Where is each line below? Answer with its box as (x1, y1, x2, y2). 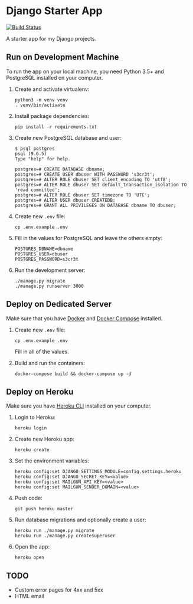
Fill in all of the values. (14, 348, 69, 355)
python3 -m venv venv (14, 97, 68, 103)
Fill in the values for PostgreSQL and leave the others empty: (14, 234, 162, 241)
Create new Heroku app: (14, 435, 75, 443)
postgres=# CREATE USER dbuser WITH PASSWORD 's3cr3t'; (14, 171, 155, 178)
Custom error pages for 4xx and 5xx (14, 586, 103, 593)
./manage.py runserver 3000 (14, 283, 84, 289)
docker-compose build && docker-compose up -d (14, 370, 132, 377)
